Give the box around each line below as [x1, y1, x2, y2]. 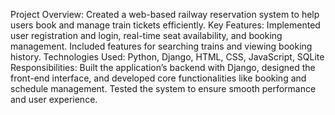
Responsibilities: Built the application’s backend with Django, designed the [10, 62, 316, 73]
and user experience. [10, 94, 98, 105]
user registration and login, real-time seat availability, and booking [10, 30, 283, 41]
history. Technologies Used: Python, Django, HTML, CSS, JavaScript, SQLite [10, 51, 325, 63]
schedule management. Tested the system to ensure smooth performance [10, 83, 317, 94]
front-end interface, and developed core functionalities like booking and [10, 72, 307, 84]
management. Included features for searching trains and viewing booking [10, 40, 313, 52]
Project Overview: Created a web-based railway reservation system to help [10, 9, 320, 20]
